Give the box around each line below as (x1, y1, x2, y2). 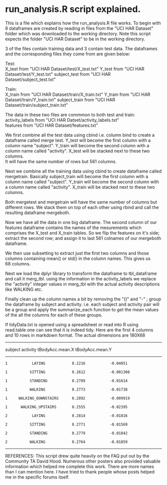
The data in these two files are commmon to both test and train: (5, 111, 136, 118)
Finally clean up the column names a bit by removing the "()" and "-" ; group (5, 296, 162, 302)
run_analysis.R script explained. (5, 3, 141, 15)
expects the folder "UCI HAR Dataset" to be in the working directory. (5, 36, 146, 42)
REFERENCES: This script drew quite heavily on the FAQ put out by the (5, 453, 150, 459)
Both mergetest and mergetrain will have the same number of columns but (5, 199, 158, 205)
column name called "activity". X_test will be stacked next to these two (5, 148, 150, 154)
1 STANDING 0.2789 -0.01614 (5, 378, 128, 383)
